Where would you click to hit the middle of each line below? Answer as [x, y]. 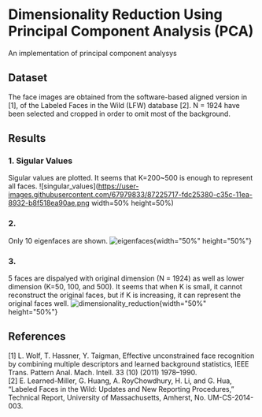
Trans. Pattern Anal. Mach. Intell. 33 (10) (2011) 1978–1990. [103, 372]
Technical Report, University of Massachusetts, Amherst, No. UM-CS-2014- [131, 397]
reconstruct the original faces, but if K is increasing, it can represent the [125, 295]
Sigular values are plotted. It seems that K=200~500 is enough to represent [131, 178]
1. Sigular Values [41, 161]
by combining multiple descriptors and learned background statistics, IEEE [129, 363]
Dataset [28, 78]
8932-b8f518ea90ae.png [49, 203]
